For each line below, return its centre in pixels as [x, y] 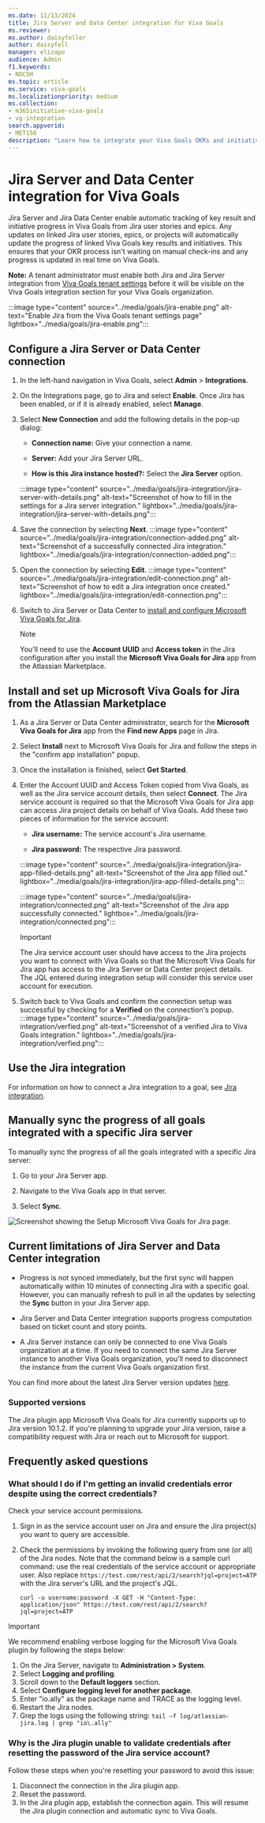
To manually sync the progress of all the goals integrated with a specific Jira [132, 1152]
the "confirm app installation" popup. [80, 754]
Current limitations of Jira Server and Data [114, 1246]
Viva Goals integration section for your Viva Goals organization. [111, 292]
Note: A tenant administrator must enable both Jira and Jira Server [116, 275]
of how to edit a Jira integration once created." [154, 587]
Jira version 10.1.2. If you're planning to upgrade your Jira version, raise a [127, 1428]
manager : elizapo [37, 52]
